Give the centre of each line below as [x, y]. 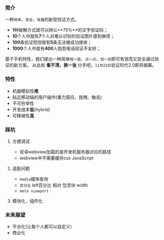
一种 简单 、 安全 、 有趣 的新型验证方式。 [42, 20]
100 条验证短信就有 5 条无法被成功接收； [52, 42]
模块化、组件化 [27, 200]
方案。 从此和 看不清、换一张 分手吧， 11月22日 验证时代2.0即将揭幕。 [87, 65]
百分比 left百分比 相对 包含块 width [54, 185]
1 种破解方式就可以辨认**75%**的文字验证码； [60, 30]
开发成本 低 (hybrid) [31, 109]
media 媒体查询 [34, 179]
